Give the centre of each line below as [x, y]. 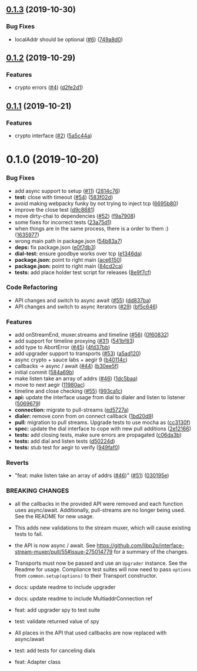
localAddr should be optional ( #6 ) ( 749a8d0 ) [69, 39]
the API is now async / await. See [55, 545]
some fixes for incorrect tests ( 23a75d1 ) [63, 222]
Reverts [18, 463]
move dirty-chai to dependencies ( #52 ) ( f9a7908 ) [75, 216]
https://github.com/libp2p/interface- [141, 545]
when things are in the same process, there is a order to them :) [91, 228]
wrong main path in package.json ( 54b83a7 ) [68, 241]
